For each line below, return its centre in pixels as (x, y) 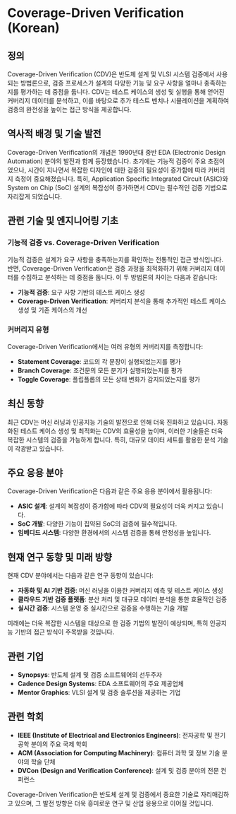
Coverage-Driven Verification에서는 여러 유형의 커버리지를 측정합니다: (105, 346)
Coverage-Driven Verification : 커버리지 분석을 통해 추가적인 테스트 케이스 (122, 301)
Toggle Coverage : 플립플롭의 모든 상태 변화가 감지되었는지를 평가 (109, 379)
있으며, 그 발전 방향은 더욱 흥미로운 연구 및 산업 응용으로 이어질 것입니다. (114, 803)
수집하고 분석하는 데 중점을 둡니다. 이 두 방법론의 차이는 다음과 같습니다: (119, 277)
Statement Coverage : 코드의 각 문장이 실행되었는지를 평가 (99, 361)
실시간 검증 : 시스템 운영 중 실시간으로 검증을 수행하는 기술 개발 (103, 608)
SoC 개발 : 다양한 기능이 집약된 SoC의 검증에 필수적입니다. (97, 524)
